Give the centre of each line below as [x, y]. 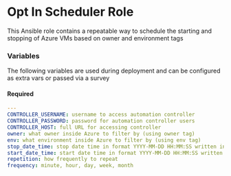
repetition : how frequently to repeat [63, 159]
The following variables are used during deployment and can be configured [114, 71]
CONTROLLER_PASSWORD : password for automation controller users [101, 121]
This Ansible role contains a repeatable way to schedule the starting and [109, 31]
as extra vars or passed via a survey [58, 78]
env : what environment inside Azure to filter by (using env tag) [104, 140]
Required [21, 94]
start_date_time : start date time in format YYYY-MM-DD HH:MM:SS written [115, 153]
